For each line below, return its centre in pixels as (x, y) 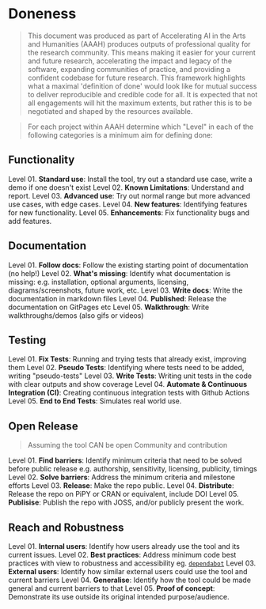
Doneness (42, 14)
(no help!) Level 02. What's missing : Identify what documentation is (120, 273)
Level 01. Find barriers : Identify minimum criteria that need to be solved (125, 460)
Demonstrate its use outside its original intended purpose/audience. (119, 597)
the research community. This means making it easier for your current (141, 52)
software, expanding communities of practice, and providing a (129, 69)
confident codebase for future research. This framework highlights (136, 78)
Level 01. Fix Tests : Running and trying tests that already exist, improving (127, 359)
